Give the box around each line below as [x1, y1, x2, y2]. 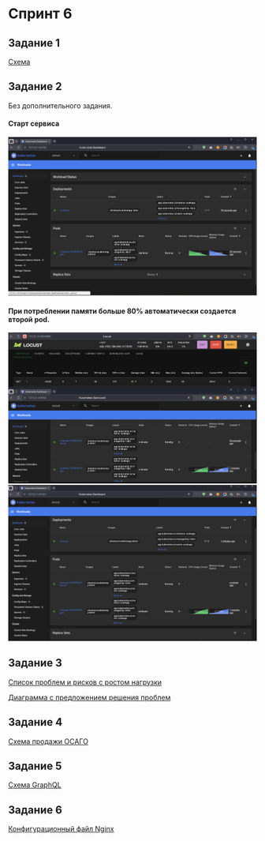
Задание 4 [8, 715, 63, 729]
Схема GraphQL [8, 780, 62, 790]
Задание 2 [8, 80, 62, 93]
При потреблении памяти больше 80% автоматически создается [8, 306, 237, 316]
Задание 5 [8, 759, 62, 772]
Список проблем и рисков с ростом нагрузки [8, 677, 162, 687]
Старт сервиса [8, 119, 60, 129]
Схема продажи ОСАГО [8, 736, 89, 746]
